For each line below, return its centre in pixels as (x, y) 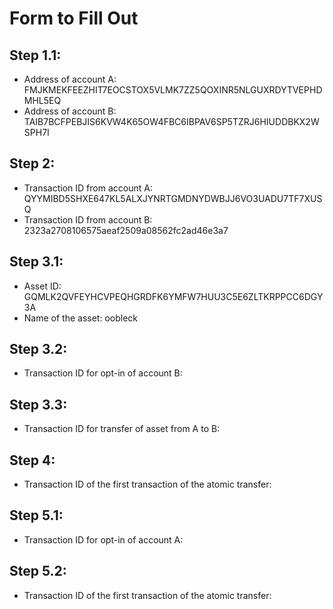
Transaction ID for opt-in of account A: (103, 539)
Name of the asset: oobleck (80, 318)
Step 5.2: (38, 571)
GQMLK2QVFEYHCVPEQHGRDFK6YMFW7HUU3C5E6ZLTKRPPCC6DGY (173, 296)
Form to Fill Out (74, 18)
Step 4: (32, 460)
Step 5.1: (36, 515)
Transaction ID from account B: (88, 219)
